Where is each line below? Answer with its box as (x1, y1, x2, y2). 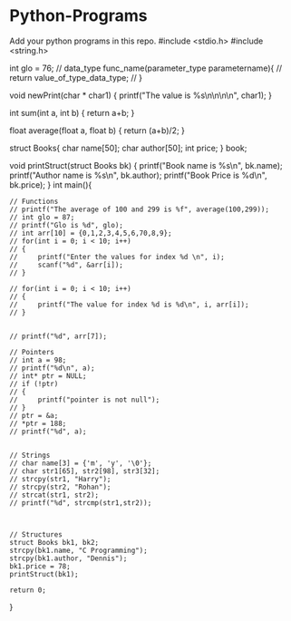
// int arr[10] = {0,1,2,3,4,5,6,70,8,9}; (9, 228, 172, 238)
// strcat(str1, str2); (9, 490, 100, 500)
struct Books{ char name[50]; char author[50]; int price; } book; (9, 142, 247, 153)
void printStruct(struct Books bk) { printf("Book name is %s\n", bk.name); (9, 160, 283, 170)
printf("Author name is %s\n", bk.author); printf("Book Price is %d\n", (9, 170, 267, 180)
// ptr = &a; (9, 411, 59, 420)
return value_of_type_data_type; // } (9, 72, 143, 82)
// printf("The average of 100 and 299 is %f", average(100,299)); (9, 205, 270, 214)
